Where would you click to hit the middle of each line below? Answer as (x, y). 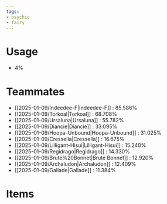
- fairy (16, 22)
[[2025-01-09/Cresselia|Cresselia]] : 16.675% (69, 139)
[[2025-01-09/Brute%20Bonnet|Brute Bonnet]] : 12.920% (84, 158)
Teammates (35, 91)
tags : (13, 11)
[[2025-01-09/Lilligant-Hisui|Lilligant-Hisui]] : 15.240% (80, 145)
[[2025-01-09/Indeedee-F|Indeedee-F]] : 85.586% (76, 108)
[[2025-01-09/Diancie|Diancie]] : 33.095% (66, 126)
